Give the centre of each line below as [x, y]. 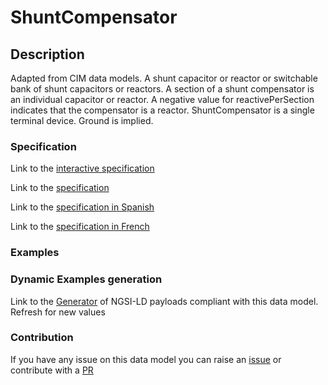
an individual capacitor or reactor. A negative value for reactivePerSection [162, 99]
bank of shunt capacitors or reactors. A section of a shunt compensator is [162, 89]
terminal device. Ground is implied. [82, 120]
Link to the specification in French [80, 227]
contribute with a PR [52, 370]
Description [47, 54]
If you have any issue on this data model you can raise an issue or [146, 359]
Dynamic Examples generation [86, 279]
